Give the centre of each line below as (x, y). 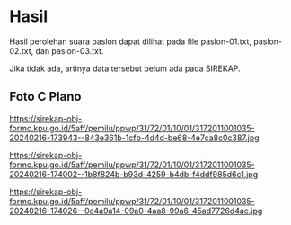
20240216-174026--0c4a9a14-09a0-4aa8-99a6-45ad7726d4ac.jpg (136, 211)
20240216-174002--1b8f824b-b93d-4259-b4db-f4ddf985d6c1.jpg (134, 174)
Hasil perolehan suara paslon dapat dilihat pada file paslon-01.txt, (131, 41)
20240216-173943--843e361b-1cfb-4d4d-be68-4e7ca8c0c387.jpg (134, 138)
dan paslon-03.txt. (70, 50)
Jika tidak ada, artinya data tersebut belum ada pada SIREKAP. (125, 68)
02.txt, (22, 50)
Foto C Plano (45, 97)
